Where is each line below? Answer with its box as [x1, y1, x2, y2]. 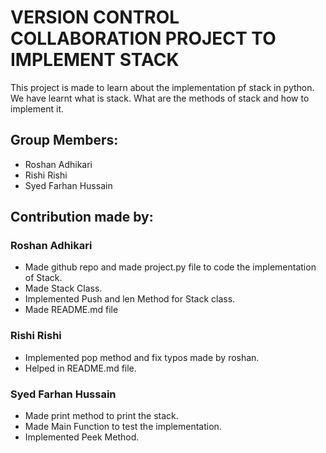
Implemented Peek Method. [24, 431, 140, 443]
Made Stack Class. [24, 282, 103, 295]
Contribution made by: [10, 209, 154, 226]
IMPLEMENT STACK [10, 49, 180, 71]
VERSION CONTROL [10, 6, 180, 29]
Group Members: [10, 132, 119, 149]
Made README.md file [24, 304, 119, 316]
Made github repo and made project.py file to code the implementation [24, 261, 317, 273]
